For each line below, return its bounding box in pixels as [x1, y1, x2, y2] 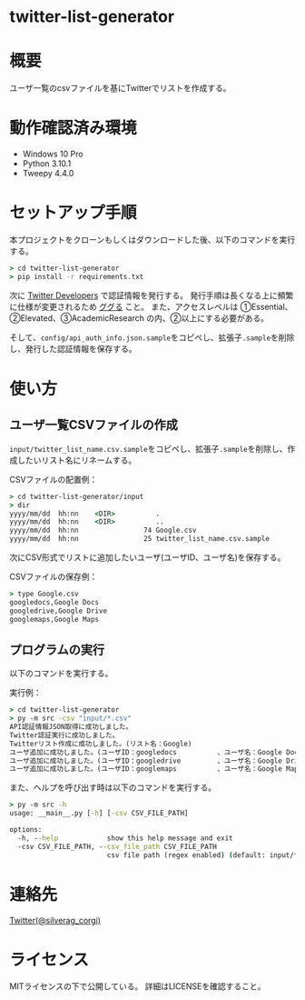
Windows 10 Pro [22, 148, 84, 160]
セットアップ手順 [9, 203, 138, 224]
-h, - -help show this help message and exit [17, 834, 233, 843]
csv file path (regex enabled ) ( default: [106, 850, 266, 860]
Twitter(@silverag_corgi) [9, 915, 102, 925]
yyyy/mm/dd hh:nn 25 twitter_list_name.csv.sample [9, 535, 271, 544]
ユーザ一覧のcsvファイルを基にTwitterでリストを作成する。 [9, 83, 231, 94]
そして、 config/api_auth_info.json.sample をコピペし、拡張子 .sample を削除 [9, 332, 295, 343]
